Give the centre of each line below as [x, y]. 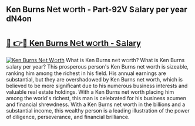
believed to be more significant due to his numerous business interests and [97, 86]
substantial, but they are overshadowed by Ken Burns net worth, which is [95, 79]
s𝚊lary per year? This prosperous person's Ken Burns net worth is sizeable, [97, 67]
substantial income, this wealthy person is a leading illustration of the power [98, 110]
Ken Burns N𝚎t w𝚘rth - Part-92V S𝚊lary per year [97, 10]
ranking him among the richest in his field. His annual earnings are [86, 73]
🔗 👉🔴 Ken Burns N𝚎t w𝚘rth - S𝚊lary [74, 43]
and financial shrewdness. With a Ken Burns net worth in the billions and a [96, 104]
